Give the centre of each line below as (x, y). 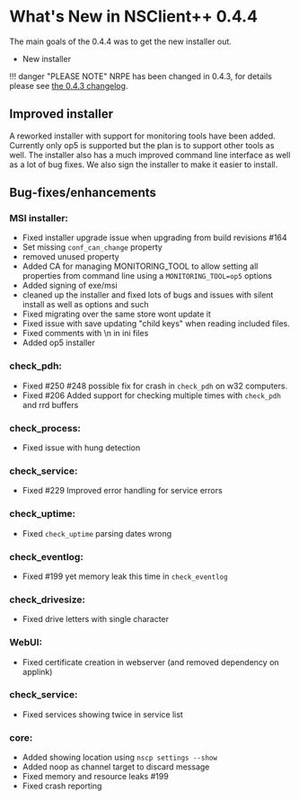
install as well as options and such (86, 305)
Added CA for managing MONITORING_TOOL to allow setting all (140, 266)
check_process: (45, 428)
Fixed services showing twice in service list (103, 714)
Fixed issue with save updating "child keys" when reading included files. (156, 324)
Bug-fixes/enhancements (83, 193)
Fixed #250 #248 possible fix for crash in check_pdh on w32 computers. (155, 386)
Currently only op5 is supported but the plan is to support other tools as (142, 145)
